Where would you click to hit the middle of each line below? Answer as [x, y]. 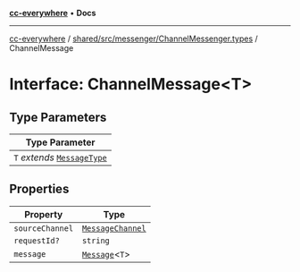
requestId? [37, 240]
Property [43, 214]
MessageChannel [114, 228]
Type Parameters [58, 117]
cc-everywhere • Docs [53, 13]
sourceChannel [44, 228]
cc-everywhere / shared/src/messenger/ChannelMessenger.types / [134, 38]
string [96, 240]
